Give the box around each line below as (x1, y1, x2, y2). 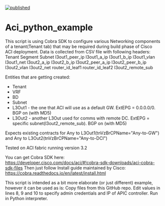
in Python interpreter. (5, 195, 48, 201)
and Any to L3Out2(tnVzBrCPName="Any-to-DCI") (5, 135, 107, 141)
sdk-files (5, 165, 23, 170)
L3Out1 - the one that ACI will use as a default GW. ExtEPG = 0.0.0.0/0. (12, 104, 156, 111)
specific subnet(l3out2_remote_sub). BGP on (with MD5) (12, 120, 127, 126)
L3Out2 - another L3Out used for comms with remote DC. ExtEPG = (12, 115, 150, 121)
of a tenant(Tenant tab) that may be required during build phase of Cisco (5, 43, 153, 49)
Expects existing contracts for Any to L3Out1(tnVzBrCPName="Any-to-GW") (5, 130, 160, 136)
